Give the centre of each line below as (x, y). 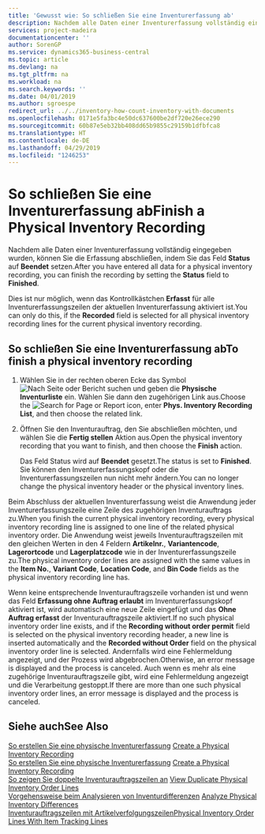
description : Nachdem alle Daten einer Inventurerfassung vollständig (127, 23)
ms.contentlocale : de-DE (49, 140)
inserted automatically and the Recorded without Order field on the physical (132, 643)
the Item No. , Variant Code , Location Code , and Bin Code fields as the (123, 569)
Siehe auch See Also (58, 727)
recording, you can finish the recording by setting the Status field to (119, 275)
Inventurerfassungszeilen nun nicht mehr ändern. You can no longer (129, 478)
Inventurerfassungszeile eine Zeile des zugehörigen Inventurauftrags (120, 510)
